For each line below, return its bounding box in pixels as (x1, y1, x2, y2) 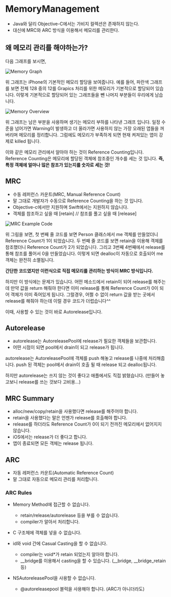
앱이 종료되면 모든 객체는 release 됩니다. (12, 440, 94, 446)
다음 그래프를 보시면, (5, 58, 46, 64)
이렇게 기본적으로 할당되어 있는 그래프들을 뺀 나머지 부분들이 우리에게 (16, 92, 154, 98)
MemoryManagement (5, 3, 100, 15)
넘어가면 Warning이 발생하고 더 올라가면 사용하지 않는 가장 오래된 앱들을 (14, 125, 159, 131)
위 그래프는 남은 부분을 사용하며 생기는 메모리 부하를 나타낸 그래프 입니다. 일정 (5, 119, 161, 125)
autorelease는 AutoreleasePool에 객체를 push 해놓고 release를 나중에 (5, 355, 148, 361)
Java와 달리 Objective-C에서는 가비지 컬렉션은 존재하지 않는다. (12, 20, 139, 27)
